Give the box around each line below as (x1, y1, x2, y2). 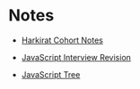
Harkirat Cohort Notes (21, 35, 104, 45)
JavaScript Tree (21, 69, 81, 80)
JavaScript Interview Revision (21, 52, 132, 62)
